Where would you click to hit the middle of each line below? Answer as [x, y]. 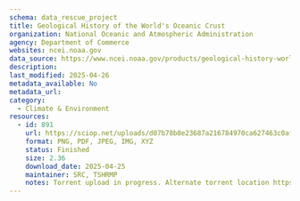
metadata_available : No [54, 84]
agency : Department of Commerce [69, 42]
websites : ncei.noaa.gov [55, 51]
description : [33, 68]
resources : [29, 117]
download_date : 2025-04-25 [75, 166]
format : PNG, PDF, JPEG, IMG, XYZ [89, 141]
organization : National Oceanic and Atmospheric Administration [131, 34]
